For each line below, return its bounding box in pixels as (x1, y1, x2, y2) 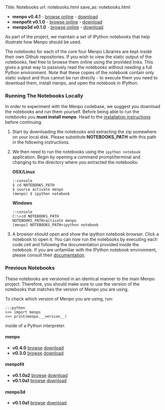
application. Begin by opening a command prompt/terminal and (12, 154, 141, 160)
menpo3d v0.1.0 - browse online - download (12, 24, 103, 30)
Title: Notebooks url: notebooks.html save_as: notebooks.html (5, 4, 131, 10)
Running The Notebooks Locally (5, 92, 84, 99)
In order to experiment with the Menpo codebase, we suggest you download (5, 104, 161, 110)
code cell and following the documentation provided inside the (12, 242, 139, 248)
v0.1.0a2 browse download (12, 373, 68, 378)
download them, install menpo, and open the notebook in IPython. (5, 80, 139, 86)
